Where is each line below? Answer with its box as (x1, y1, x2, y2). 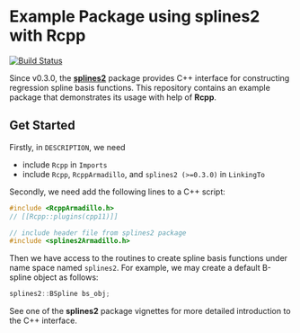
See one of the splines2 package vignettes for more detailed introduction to (9, 306, 291, 317)
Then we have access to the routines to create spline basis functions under (9, 253, 288, 264)
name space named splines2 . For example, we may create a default (9, 263, 260, 274)
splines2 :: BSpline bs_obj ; (9, 290, 110, 299)
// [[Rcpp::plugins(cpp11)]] (9, 211, 119, 221)
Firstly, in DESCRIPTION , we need (9, 141, 126, 152)
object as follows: (33, 272, 99, 283)
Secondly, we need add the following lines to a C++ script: (9, 186, 226, 197)
